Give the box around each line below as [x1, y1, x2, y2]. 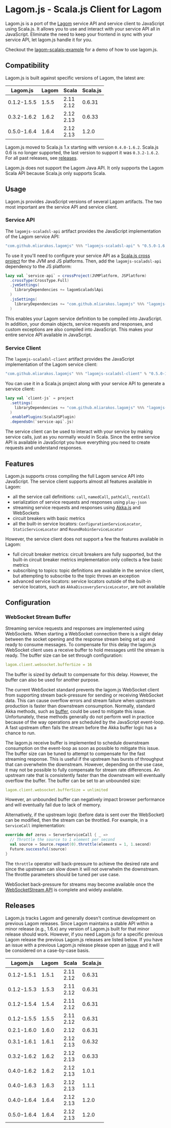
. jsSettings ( [10, 297, 38, 302]
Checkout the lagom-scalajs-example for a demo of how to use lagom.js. [5, 46, 158, 52]
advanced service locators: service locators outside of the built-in [12, 578, 151, 584]
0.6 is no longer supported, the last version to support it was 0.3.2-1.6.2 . [5, 149, 159, 156]
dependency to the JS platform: [5, 263, 72, 269]
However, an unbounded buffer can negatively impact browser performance [5, 796, 165, 802]
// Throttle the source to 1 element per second [10, 837, 115, 843]
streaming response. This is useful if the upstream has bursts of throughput [5, 756, 164, 762]
